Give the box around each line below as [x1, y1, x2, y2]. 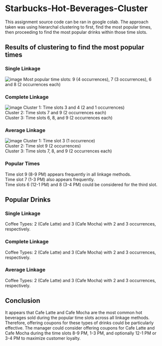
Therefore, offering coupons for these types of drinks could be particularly [5, 320, 154, 326]
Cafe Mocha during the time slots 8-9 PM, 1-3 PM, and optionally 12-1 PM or [5, 330, 157, 336]
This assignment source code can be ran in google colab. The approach [5, 19, 148, 25]
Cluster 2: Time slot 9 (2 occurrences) [5, 143, 81, 149]
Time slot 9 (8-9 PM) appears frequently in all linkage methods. [5, 171, 132, 177]
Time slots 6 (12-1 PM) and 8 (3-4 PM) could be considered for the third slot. [5, 181, 158, 187]
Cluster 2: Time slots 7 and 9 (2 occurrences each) [5, 109, 106, 115]
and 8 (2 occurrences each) [5, 81, 61, 87]
